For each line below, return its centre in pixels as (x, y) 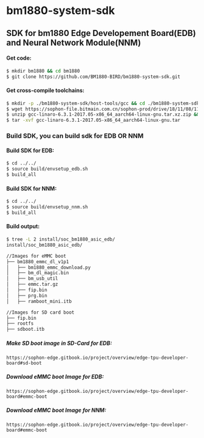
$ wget (15, 109)
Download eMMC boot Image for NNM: (56, 410)
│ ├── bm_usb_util (32, 279)
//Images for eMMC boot (36, 256)
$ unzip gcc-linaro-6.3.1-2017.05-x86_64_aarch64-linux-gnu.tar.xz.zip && (103, 115)
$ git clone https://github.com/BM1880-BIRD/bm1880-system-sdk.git (93, 77)
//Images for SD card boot (40, 312)
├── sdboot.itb (25, 330)
